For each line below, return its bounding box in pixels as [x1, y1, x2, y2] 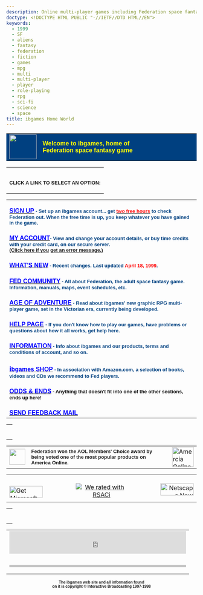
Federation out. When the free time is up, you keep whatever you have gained [9, 214, 190, 221]
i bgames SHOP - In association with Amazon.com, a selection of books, [9, 365, 184, 373]
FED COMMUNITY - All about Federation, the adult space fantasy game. [9, 278, 185, 285]
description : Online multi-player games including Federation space [6, 8, 182, 15]
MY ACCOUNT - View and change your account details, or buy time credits [9, 234, 189, 242]
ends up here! [9, 395, 42, 401]
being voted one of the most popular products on [31, 453, 146, 460]
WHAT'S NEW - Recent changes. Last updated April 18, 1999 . [9, 261, 158, 269]
